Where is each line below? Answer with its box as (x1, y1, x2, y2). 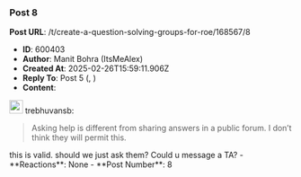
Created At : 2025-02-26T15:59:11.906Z (22, 63, 170, 74)
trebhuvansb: (24, 105, 75, 116)
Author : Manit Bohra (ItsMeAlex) (22, 54, 144, 65)
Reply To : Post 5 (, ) (22, 73, 97, 84)
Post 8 (9, 6, 39, 19)
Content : (22, 83, 57, 93)
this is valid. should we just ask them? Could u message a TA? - (9, 150, 244, 161)
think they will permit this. (31, 132, 128, 143)
